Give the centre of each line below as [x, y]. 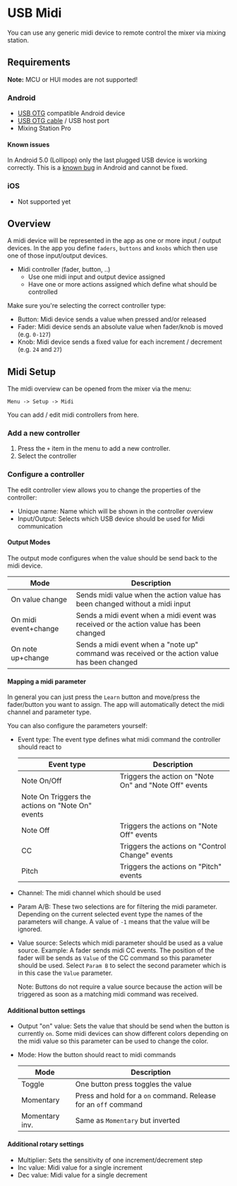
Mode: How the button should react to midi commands [97, 1055]
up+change [30, 657]
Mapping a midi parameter [47, 681]
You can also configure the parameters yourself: [78, 726]
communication [40, 526]
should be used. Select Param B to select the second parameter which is [122, 966]
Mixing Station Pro [44, 128]
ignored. [30, 929]
